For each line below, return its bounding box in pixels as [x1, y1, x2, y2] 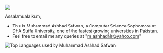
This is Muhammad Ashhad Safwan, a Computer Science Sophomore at [12, 23, 156, 28]
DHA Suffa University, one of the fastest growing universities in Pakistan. [12, 28, 158, 34]
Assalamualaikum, [5, 13, 41, 19]
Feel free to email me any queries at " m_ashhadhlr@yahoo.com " [12, 33, 142, 39]
